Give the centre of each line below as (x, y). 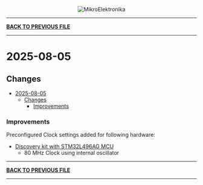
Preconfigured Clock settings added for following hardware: (81, 135)
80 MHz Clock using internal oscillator (72, 153)
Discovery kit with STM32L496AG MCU (64, 146)
